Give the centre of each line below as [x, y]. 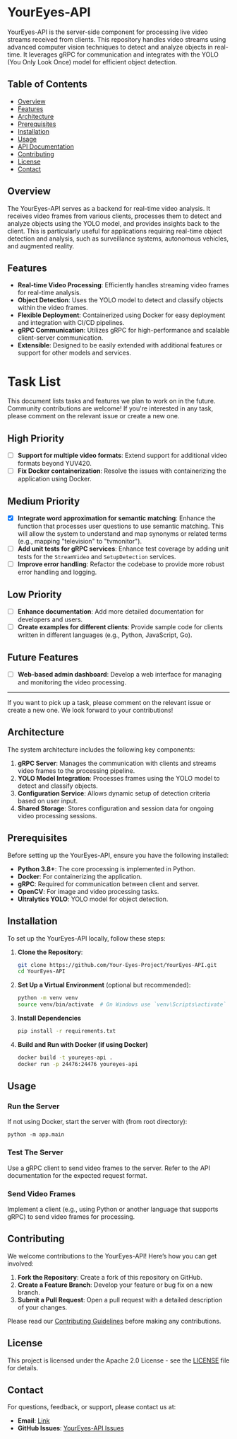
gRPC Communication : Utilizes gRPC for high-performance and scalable [124, 331]
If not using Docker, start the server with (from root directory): [97, 1122]
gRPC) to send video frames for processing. [71, 1216]
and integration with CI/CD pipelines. [71, 323]
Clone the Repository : [50, 952]
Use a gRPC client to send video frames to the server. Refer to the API [109, 1168]
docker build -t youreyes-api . [65, 1057]
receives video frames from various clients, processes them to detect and [115, 216]
